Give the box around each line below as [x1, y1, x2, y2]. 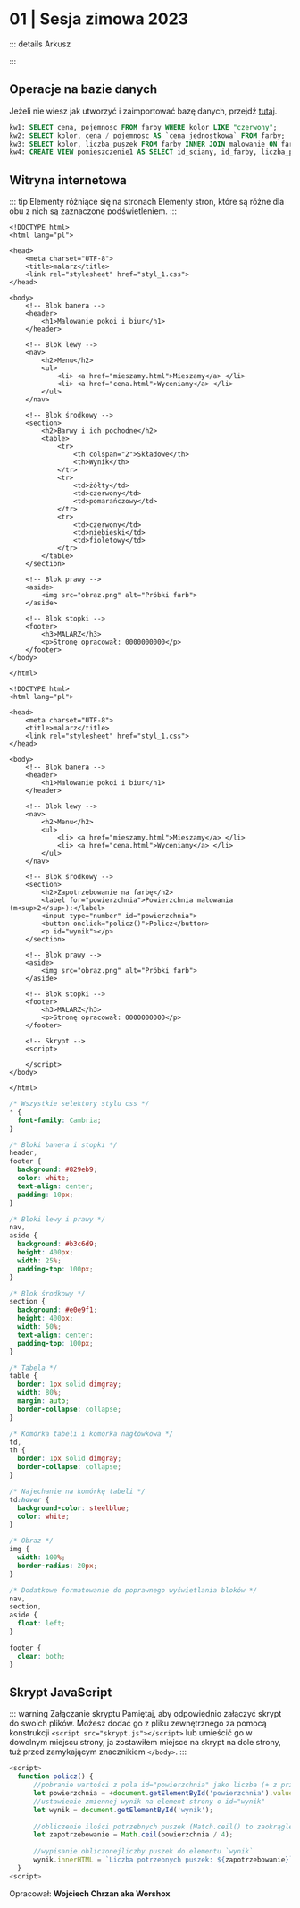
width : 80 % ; [17, 1389, 62, 1397]
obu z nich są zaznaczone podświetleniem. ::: [9, 206, 177, 216]
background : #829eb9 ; [17, 1165, 98, 1175]
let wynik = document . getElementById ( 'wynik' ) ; [32, 1805, 214, 1814]
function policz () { [17, 1772, 94, 1781]
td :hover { [9, 1495, 50, 1504]
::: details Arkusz [9, 38, 71, 49]
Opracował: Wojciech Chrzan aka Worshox [9, 1887, 171, 1899]
